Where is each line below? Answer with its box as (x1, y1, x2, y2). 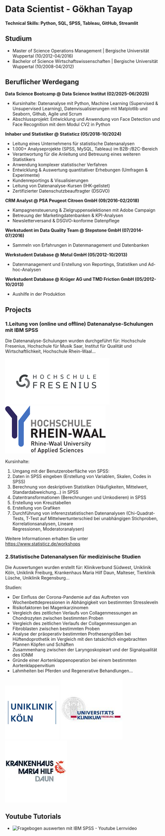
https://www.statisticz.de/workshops (5, 541, 81, 547)
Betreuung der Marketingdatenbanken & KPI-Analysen (12, 212, 123, 218)
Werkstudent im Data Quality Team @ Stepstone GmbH (5, 227, 121, 233)
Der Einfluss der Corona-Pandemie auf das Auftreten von (12, 594, 129, 600)
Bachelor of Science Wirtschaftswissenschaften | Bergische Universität (12, 58, 158, 64)
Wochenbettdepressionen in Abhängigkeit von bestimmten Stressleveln (12, 599, 159, 605)
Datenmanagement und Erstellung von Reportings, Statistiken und (12, 261, 147, 267)
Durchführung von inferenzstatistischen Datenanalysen (12, 510, 125, 516)
